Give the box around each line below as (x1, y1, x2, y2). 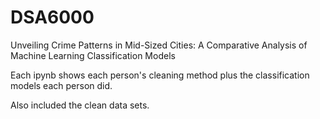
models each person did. (10, 79, 113, 91)
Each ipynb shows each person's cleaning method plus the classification (10, 69, 310, 81)
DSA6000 (10, 6, 95, 29)
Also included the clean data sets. (10, 99, 150, 111)
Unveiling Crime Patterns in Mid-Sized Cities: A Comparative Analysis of (10, 39, 308, 51)
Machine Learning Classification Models (10, 49, 176, 61)
